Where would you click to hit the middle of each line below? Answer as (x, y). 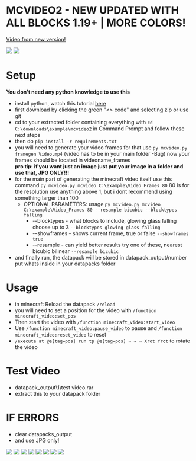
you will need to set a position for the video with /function (86, 310)
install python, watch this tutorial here (60, 103)
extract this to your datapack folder (58, 393)
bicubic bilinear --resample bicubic (76, 251)
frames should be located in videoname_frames (73, 160)
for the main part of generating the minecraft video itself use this (93, 179)
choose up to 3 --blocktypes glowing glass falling (96, 227)
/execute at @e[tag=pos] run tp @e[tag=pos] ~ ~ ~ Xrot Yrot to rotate (102, 341)
